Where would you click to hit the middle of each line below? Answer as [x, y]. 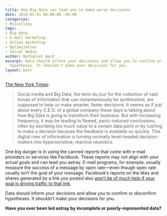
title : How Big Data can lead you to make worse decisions [68, 10]
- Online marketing [25, 42]
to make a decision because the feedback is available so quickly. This [89, 131]
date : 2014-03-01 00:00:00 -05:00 [41, 14]
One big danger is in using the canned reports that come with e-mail [75, 151]
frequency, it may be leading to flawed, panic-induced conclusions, [86, 121]
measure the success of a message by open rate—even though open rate [81, 167]
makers [25, 142]
